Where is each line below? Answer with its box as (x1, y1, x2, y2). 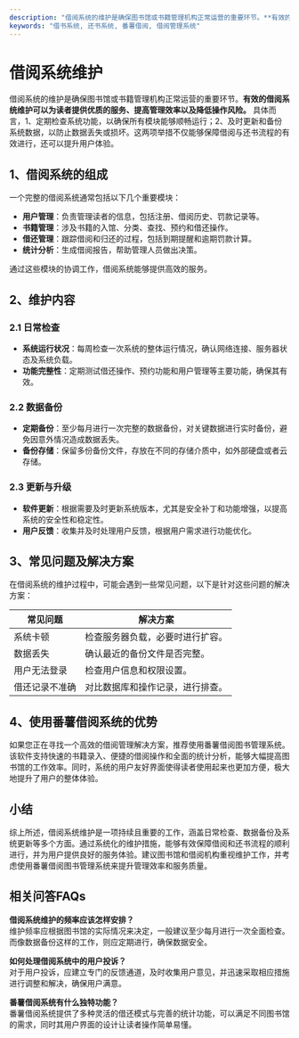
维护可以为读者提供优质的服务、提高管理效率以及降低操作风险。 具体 (16, 104, 269, 116)
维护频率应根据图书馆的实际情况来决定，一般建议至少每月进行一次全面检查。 (9, 925, 290, 936)
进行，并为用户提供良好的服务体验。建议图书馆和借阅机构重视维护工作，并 (9, 849, 282, 860)
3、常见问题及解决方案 (9, 554, 134, 569)
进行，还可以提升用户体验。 (16, 138, 118, 149)
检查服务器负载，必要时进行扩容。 (85, 630, 229, 643)
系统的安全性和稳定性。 (21, 514, 109, 524)
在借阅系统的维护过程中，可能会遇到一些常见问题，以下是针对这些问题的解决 (9, 579, 290, 589)
